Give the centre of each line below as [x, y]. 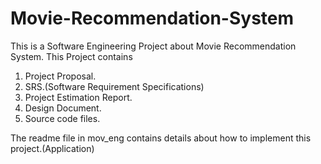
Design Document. [63, 108]
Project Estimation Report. [78, 97]
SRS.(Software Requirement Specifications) [114, 86]
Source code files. [62, 118]
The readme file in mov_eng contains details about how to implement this [161, 138]
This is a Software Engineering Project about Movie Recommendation [153, 46]
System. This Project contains [71, 56]
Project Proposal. [60, 76]
